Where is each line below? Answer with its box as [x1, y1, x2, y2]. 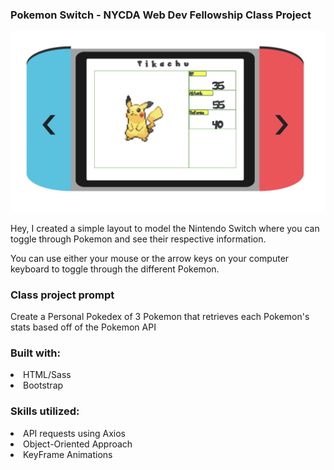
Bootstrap [23, 379, 64, 392]
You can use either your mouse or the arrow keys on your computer [10, 252, 290, 264]
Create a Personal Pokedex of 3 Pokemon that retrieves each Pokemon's [10, 311, 310, 322]
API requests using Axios [23, 427, 127, 439]
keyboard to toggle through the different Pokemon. [10, 263, 220, 275]
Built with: [10, 346, 61, 360]
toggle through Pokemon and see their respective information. [10, 233, 267, 245]
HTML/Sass [23, 369, 72, 381]
